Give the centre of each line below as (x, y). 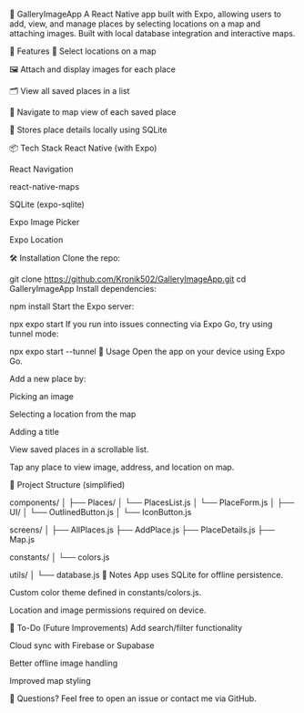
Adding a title (34, 432)
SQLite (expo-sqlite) (47, 204)
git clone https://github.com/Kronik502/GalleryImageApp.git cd (128, 279)
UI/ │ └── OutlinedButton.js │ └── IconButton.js (101, 512)
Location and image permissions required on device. (108, 610)
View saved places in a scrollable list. (79, 449)
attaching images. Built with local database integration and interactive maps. (152, 33)
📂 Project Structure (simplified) (67, 485)
